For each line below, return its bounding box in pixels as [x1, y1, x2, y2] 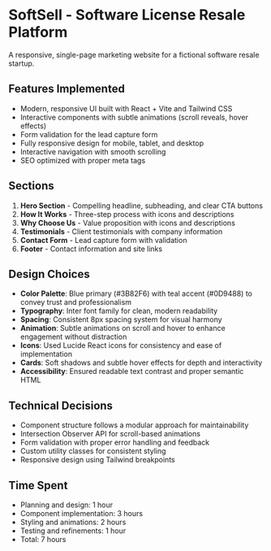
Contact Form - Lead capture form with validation [19, 235, 187, 245]
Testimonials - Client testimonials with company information [19, 226, 223, 236]
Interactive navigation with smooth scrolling [19, 146, 166, 156]
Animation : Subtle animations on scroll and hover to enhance [19, 323, 226, 333]
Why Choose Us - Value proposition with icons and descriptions [19, 218, 235, 228]
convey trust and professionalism [19, 297, 132, 307]
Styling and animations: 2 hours [19, 518, 127, 527]
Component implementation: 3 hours [19, 509, 144, 518]
